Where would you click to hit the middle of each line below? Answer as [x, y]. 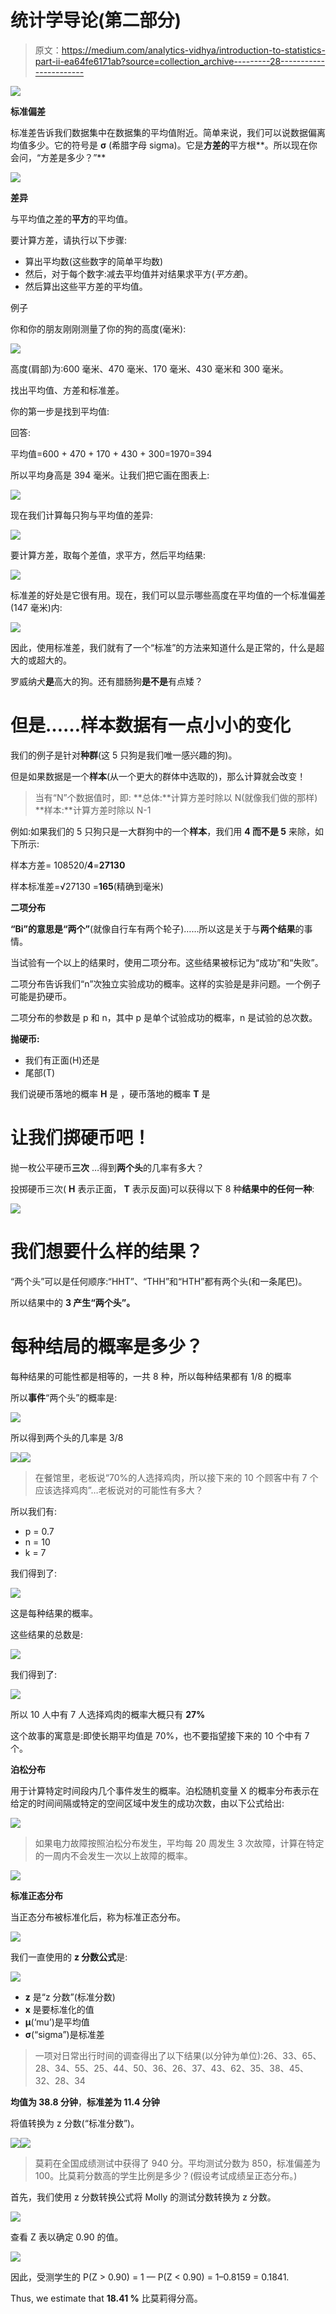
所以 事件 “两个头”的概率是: [64, 1397]
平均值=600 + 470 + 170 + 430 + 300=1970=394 [111, 453]
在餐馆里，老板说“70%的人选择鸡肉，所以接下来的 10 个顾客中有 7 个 [176, 1477]
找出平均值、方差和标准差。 [67, 390]
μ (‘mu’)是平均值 [57, 2022]
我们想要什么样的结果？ [107, 1252]
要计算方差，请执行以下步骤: [69, 240]
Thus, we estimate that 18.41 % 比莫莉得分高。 [106, 2298]
